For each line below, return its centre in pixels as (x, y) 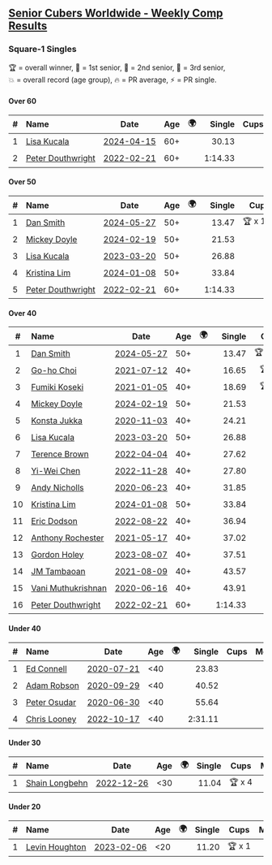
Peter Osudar (51, 702)
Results (28, 26)
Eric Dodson (55, 521)
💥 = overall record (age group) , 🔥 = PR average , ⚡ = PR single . (113, 80)
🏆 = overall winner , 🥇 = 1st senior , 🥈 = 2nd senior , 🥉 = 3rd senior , (117, 67)
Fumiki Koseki (57, 387)
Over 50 (22, 182)
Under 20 (25, 807)
